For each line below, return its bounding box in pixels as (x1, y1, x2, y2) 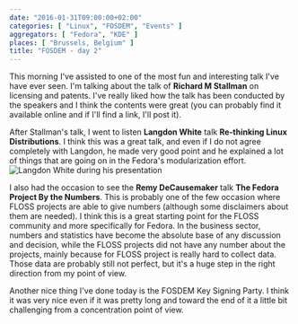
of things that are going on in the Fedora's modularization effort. (9, 155, 247, 166)
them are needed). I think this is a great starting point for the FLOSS (9, 211, 259, 222)
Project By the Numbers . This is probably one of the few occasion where (9, 192, 281, 203)
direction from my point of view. (9, 268, 127, 279)
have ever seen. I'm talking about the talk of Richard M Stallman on (9, 81, 259, 92)
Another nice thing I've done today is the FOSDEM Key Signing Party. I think (9, 285, 290, 296)
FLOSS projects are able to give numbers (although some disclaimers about (9, 201, 289, 212)
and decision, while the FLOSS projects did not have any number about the (9, 240, 285, 250)
